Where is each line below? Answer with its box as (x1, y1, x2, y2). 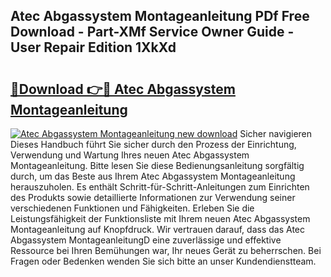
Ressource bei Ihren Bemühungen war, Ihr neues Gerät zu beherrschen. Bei (10, 245, 322, 256)
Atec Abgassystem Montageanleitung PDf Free (10, 8, 310, 25)
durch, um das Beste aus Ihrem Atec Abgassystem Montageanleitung (10, 170, 296, 182)
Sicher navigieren (239, 128, 313, 139)
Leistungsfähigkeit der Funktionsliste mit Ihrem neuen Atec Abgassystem (10, 213, 311, 224)
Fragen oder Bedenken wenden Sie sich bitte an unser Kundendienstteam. (10, 255, 317, 267)
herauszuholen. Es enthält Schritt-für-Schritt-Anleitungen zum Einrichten (10, 181, 310, 193)
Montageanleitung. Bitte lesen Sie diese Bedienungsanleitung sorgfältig (10, 160, 305, 171)
